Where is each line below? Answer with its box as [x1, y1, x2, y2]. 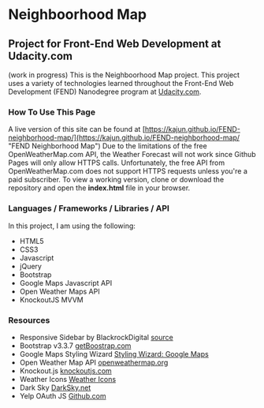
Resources [8, 314, 50, 325]
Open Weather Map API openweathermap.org [19, 357, 169, 367]
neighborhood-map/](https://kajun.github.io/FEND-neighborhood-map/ [8, 133, 240, 143]
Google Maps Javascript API [19, 278, 113, 287]
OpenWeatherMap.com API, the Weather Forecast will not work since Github [8, 150, 256, 159]
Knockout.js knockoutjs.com [19, 365, 112, 376]
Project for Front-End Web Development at [8, 37, 221, 51]
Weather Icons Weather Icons [19, 374, 117, 384]
